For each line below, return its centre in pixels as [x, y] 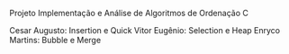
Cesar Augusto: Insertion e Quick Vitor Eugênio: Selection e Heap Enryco [145, 30]
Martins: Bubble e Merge [55, 40]
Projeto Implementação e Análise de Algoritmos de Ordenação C [129, 13]
